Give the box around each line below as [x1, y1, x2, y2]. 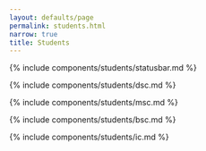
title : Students [9, 38, 70, 47]
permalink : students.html [9, 21, 106, 30]
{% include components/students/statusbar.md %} [9, 63, 197, 73]
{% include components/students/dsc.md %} [9, 80, 176, 90]
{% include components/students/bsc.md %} [9, 114, 176, 125]
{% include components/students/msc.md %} [9, 97, 179, 108]
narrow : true [9, 29, 58, 38]
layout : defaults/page [9, 13, 94, 22]
